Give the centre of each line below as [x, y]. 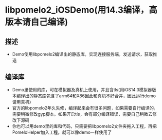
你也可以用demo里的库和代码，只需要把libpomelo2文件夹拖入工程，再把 [84, 126]
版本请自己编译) [36, 22]
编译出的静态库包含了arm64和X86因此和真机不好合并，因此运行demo [86, 96]
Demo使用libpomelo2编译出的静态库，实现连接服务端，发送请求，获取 [82, 54]
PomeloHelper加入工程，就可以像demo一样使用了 [62, 132]
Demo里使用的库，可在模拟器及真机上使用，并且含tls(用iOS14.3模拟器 [82, 89]
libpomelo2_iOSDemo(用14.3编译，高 [81, 10]
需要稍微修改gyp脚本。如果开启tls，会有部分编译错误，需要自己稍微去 [82, 114]
